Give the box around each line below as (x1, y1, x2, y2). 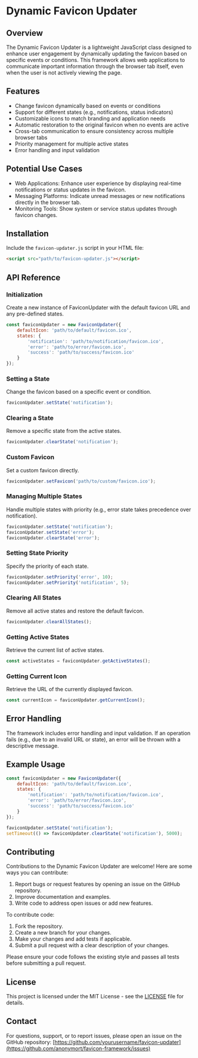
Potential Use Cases (6, 164, 82, 174)
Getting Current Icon (6, 672, 67, 680)
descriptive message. (6, 742, 60, 749)
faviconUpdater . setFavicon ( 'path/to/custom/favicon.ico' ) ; (6, 478, 156, 484)
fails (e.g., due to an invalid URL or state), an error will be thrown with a (6, 735, 181, 743)
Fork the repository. (14, 923, 64, 930)
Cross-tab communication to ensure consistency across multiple (14, 127, 174, 135)
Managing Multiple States (6, 492, 82, 500)
